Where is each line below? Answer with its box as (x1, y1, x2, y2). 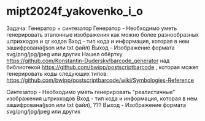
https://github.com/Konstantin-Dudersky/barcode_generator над (6, 57, 170, 64)
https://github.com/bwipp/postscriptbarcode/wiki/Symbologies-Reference (6, 76, 195, 84)
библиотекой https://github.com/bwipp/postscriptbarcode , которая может (6, 63, 199, 71)
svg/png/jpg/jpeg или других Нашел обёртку (6, 50, 123, 57)
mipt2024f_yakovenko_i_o (6, 4, 143, 18)
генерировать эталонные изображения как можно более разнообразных (6, 31, 199, 38)
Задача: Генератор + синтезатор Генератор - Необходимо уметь (6, 24, 177, 32)
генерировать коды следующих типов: (6, 70, 109, 77)
